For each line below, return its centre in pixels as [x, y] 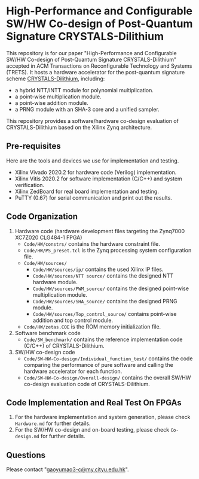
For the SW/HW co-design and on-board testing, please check [92, 430]
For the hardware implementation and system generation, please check [102, 417]
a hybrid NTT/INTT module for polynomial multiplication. [84, 90]
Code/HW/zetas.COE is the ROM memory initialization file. [92, 326]
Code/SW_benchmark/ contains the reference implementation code [103, 339]
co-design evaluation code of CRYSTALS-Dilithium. [87, 384]
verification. [30, 185]
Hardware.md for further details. [53, 423]
